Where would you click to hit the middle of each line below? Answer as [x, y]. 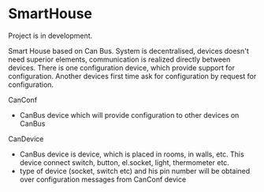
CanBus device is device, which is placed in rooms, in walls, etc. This [132, 154]
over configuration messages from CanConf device [103, 179]
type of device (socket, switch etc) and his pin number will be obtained [135, 171]
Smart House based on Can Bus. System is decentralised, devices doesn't [129, 51]
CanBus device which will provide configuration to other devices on [129, 115]
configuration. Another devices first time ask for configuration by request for [132, 76]
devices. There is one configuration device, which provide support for [121, 67]
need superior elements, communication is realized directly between [119, 59]
